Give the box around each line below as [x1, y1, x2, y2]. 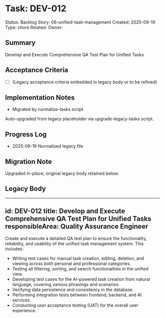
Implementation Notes [5, 94, 75, 102]
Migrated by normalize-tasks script [12, 106, 83, 112]
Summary [5, 39, 36, 47]
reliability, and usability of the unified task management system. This [5, 240, 144, 246]
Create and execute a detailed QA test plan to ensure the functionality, [5, 235, 147, 241]
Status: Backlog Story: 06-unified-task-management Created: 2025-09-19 [5, 19, 156, 25]
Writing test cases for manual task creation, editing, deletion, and [12, 255, 144, 261]
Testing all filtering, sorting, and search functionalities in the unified [12, 265, 149, 271]
